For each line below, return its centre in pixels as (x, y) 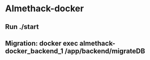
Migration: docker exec (42, 43)
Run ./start (22, 27)
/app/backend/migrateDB (105, 51)
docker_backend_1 (34, 51)
